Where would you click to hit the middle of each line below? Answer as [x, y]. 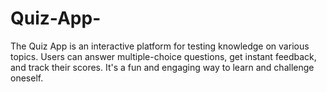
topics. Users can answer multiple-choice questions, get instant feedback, [163, 56]
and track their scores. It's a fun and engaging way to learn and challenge [162, 67]
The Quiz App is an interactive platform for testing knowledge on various [160, 46]
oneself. [27, 78]
